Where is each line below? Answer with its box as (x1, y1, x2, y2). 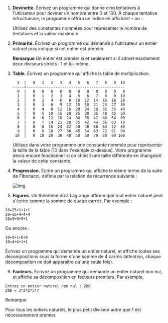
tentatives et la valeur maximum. (12, 31, 80, 36)
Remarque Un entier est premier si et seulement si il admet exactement (12, 55, 160, 61)
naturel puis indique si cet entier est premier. (12, 46, 105, 51)
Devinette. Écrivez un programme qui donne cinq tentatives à (12, 5, 140, 11)
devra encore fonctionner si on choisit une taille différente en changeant (12, 152, 162, 158)
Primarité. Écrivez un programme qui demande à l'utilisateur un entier (12, 40, 157, 46)
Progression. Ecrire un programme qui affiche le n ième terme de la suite (12, 168, 162, 174)
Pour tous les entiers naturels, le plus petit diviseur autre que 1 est (5, 307, 141, 312)
